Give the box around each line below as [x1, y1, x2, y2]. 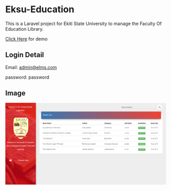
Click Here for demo [5, 36, 48, 42]
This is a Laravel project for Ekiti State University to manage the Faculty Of [5, 20, 162, 27]
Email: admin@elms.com [5, 64, 57, 70]
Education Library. [5, 26, 44, 32]
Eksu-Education [5, 4, 75, 15]
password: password [5, 74, 50, 80]
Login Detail [5, 51, 44, 59]
